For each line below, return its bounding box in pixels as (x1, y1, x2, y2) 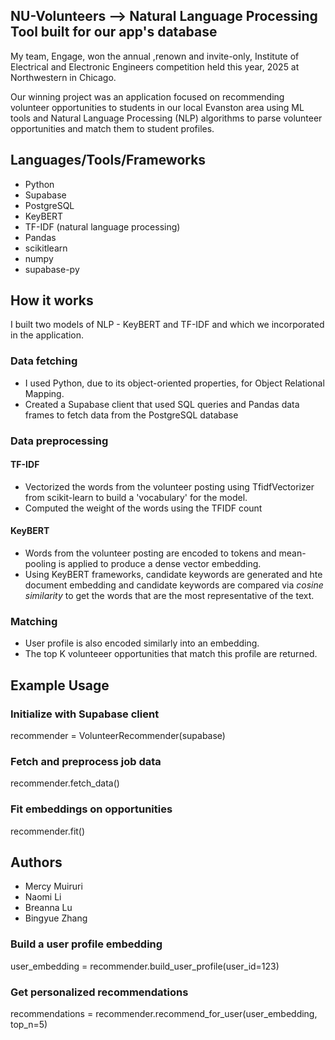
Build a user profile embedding (10, 937, 163, 951)
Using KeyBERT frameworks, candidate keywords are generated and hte (24, 569, 323, 581)
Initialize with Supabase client (10, 707, 160, 721)
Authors (10, 854, 63, 871)
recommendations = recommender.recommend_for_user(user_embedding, (10, 1008, 318, 1020)
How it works (10, 292, 94, 309)
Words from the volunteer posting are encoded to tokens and (24, 547, 277, 559)
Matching (10, 614, 58, 628)
